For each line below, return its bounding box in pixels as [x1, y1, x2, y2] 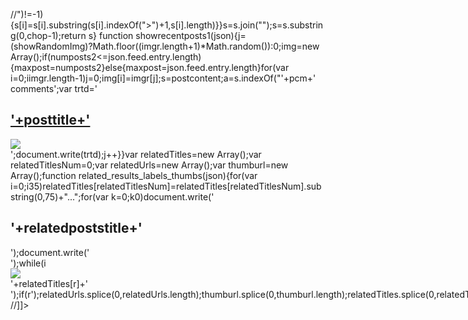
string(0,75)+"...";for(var [10, 190, 110, 203]
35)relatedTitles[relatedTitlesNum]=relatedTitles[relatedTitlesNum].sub [28, 180, 322, 192]
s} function [88, 30, 134, 41]
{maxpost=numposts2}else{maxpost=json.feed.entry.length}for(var [10, 62, 290, 73]
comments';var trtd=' [10, 83, 98, 94]
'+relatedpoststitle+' [10, 220, 143, 237]
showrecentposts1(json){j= [135, 30, 247, 41]
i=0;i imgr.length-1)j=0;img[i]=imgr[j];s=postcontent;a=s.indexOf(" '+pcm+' [10, 72, 317, 84]
